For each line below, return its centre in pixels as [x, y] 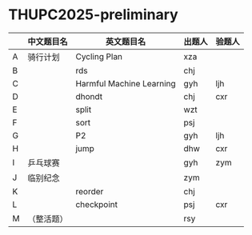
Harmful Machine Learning [126, 83]
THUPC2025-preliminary [93, 15]
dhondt [89, 96]
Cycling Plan [99, 56]
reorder [90, 191]
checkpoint [97, 204]
